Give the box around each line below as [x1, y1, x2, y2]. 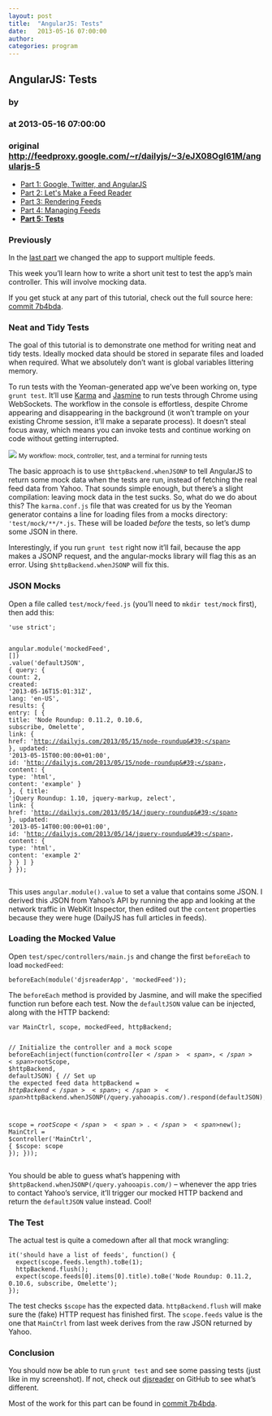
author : [8, 34, 35, 43]
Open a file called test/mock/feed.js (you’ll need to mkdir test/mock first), [8, 599, 257, 609]
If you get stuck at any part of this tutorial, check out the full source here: [8, 292, 253, 302]
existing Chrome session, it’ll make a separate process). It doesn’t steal [8, 417, 246, 426]
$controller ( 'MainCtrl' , [8, 1134, 93, 1143]
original [8, 140, 40, 151]
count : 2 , [8, 673, 42, 681]
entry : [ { [8, 709, 45, 717]
